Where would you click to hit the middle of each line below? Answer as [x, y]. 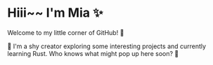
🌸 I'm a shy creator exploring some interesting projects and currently [106, 46]
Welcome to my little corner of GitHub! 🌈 [66, 32]
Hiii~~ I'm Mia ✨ [55, 13]
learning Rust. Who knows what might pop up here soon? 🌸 [93, 53]
